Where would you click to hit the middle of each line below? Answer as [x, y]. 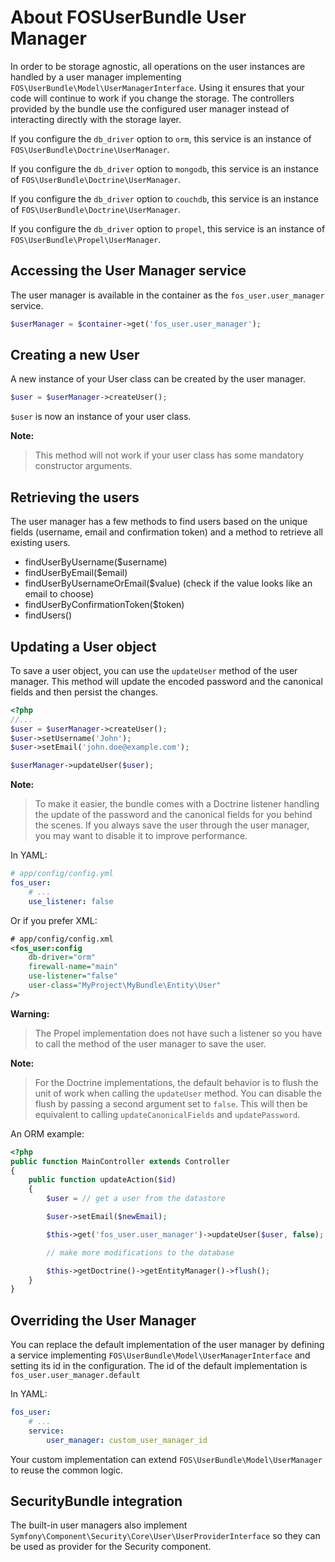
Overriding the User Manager [103, 1320]
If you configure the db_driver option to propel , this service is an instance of [168, 228]
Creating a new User [75, 355]
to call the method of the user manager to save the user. [150, 1043]
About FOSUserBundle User [128, 17]
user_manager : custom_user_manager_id [127, 1440]
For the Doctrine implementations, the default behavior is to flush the [176, 1082]
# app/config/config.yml [62, 874]
